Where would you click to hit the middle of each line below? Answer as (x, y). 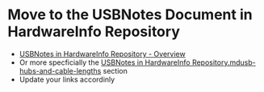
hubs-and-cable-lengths (60, 70)
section (115, 70)
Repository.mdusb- (224, 62)
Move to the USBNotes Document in (130, 15)
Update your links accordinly (67, 79)
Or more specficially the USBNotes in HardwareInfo (105, 62)
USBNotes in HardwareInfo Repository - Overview (103, 54)
